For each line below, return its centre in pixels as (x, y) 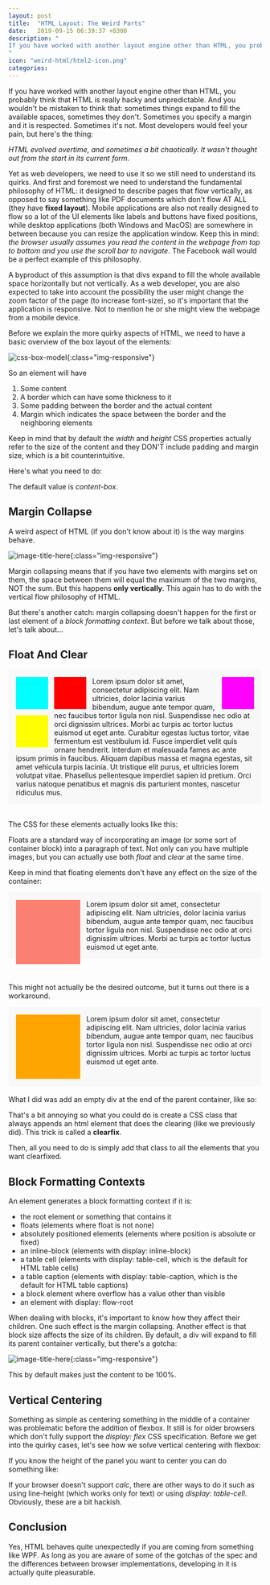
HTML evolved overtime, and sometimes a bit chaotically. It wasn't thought (133, 149)
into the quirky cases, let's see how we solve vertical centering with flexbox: (135, 1445)
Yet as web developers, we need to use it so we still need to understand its (132, 173)
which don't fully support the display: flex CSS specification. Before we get (133, 1436)
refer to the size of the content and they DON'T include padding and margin (133, 447)
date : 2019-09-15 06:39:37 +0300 (68, 31)
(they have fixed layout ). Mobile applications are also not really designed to (133, 208)
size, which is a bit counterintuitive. (67, 455)
